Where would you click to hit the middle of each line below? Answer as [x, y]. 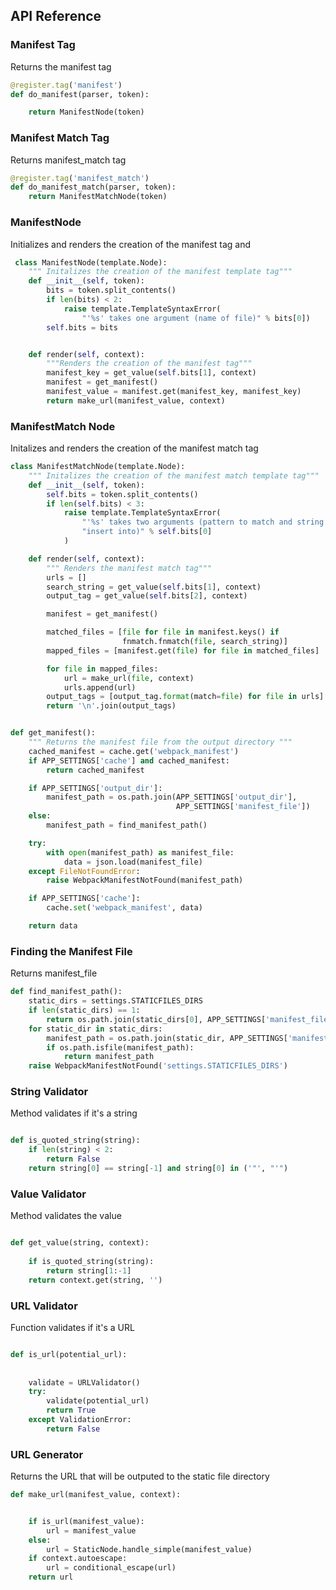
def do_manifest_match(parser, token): [93, 187]
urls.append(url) [100, 687]
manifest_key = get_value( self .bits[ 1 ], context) [151, 373]
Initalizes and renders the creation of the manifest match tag [134, 448]
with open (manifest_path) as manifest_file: [140, 852]
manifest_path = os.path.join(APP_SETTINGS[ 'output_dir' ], [172, 797]
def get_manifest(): [53, 733]
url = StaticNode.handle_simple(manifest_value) [149, 1549]
